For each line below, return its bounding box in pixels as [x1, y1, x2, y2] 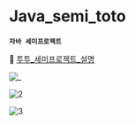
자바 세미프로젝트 [9, 37, 62, 46]
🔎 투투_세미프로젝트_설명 [9, 53, 95, 64]
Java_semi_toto [9, 6, 126, 27]
